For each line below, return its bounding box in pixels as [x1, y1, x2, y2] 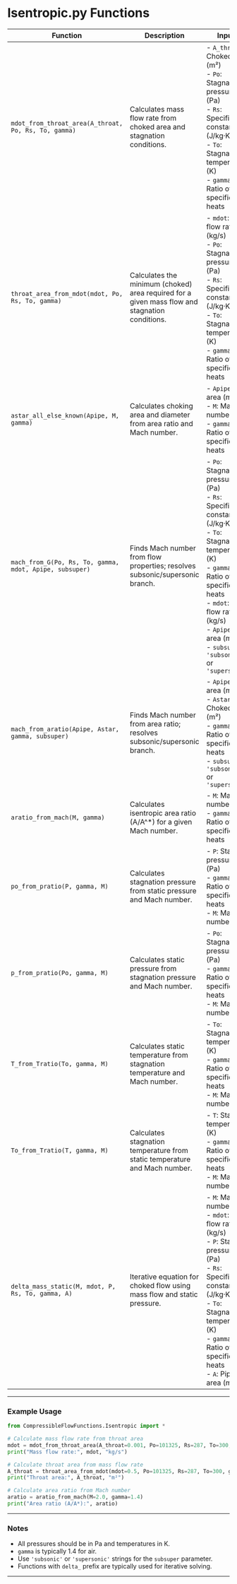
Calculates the [129, 270, 178, 280]
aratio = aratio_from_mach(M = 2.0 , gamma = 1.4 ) [7, 1494, 143, 1501]
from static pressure [129, 885, 197, 895]
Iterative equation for [129, 1272, 200, 1282]
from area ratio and [129, 418, 194, 428]
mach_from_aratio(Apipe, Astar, [11, 725, 120, 733]
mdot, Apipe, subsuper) [11, 565, 91, 573]
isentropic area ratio [129, 808, 196, 817]
